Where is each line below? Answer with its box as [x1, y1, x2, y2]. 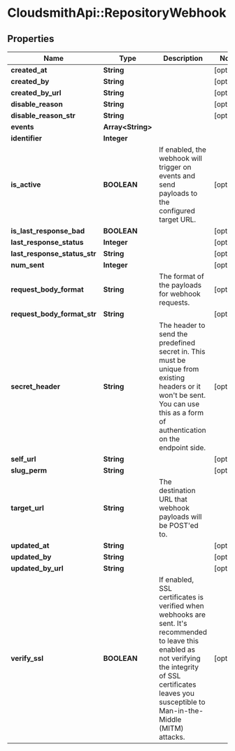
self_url [10, 455, 36, 464]
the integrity [159, 662, 199, 672]
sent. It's [159, 619, 187, 628]
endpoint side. [159, 443, 206, 452]
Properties [7, 33, 55, 45]
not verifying [159, 654, 201, 663]
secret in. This [159, 347, 206, 356]
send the [159, 329, 188, 338]
